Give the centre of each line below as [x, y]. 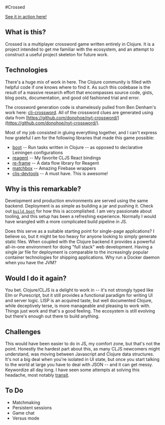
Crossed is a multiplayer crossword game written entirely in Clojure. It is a [80, 44]
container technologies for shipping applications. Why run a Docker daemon [82, 257]
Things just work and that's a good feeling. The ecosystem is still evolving [80, 311]
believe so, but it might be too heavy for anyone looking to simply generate [81, 237]
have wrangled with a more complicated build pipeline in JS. [66, 222]
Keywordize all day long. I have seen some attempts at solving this [72, 370]
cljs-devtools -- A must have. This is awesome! [60, 173]
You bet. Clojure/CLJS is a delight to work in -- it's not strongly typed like [79, 290]
